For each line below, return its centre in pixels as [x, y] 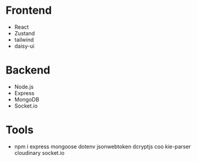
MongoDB [27, 99]
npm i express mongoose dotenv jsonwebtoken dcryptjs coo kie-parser [102, 146]
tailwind [24, 39]
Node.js [24, 87]
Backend [28, 70]
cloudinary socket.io [39, 152]
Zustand [25, 33]
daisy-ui [24, 46]
